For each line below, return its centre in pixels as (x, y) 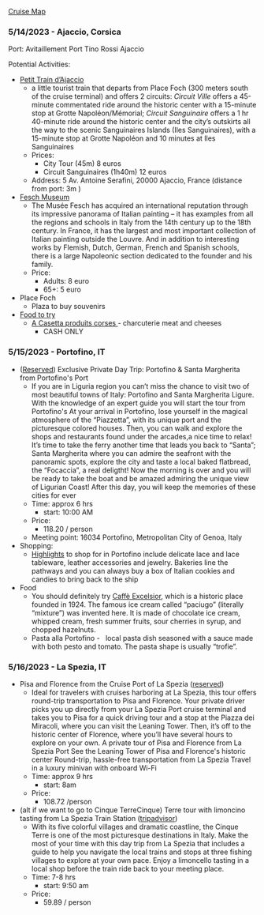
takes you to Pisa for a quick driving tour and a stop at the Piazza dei (143, 717)
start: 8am (60, 785)
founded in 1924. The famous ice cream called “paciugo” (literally (138, 604)
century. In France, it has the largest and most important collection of (143, 231)
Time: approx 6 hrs (62, 503)
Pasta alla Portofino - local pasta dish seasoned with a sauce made (142, 638)
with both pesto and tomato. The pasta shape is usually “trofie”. (134, 646)
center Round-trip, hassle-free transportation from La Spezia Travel (141, 759)
